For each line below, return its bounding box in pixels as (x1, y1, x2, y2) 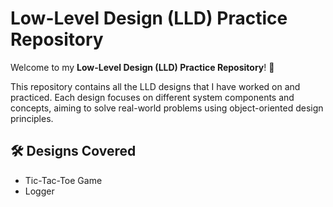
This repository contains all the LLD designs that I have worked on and (10, 80, 301, 92)
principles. (10, 112, 54, 124)
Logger (24, 185, 55, 197)
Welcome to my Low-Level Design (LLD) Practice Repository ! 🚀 (10, 61, 275, 73)
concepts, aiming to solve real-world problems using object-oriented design (10, 102, 324, 114)
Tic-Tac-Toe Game (24, 174, 103, 186)
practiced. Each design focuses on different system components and (10, 91, 295, 103)
